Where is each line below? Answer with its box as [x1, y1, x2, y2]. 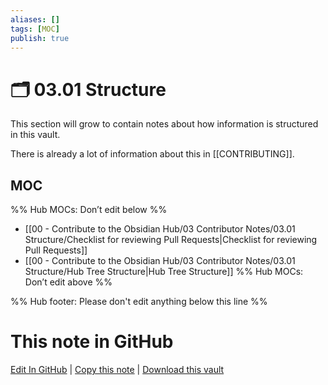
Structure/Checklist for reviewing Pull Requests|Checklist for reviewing [24, 234, 318, 246]
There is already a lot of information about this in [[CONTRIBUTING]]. [10, 148, 295, 160]
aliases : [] [10, 14, 60, 25]
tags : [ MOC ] [10, 24, 60, 34]
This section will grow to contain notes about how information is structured [10, 118, 319, 130]
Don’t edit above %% [24, 276, 113, 288]
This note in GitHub [10, 331, 174, 353]
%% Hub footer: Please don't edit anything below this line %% [10, 296, 268, 308]
